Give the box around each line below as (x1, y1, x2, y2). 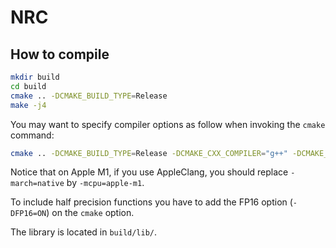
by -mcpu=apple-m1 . (66, 177, 145, 189)
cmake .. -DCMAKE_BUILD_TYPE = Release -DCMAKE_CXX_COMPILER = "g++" (10, 148, 288, 158)
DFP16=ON (10, 209, 47, 219)
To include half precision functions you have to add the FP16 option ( (10, 196, 293, 208)
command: (10, 129, 55, 141)
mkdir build (10, 72, 60, 82)
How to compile (10, 46, 110, 63)
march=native (10, 179, 65, 189)
